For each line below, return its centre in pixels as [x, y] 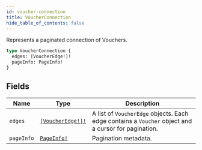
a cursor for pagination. [125, 128]
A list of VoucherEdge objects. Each [140, 113]
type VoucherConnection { [38, 51]
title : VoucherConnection [38, 17]
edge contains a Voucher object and [142, 121]
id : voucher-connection [36, 12]
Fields [18, 87]
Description [142, 103]
